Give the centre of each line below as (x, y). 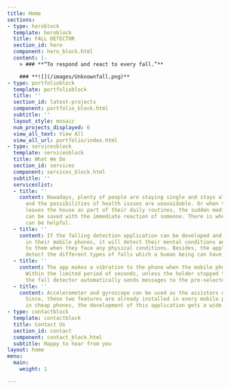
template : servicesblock (49, 153)
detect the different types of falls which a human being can (116, 255)
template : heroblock (42, 32)
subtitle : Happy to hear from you (62, 344)
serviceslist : (33, 185)
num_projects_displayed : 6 (52, 127)
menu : (15, 356)
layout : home (26, 350)
